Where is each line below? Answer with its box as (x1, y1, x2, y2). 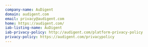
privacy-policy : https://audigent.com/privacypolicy (5, 35, 115, 40)
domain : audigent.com (5, 12, 49, 17)
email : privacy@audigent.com (5, 16, 64, 21)
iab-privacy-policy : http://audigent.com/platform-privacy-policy (5, 30, 143, 35)
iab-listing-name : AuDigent (5, 25, 63, 30)
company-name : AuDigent (5, 7, 54, 12)
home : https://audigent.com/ (5, 21, 64, 26)
